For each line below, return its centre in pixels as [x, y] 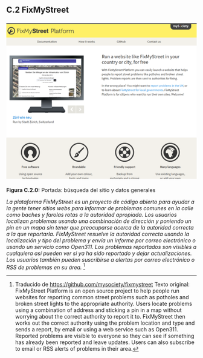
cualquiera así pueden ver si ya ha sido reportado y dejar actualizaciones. [99, 253]
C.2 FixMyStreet [38, 10]
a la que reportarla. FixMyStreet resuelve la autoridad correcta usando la [98, 234]
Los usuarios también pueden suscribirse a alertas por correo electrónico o [101, 259]
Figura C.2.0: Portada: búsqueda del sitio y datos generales [81, 190]
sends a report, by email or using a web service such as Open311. [97, 330]
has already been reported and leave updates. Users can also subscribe [105, 342]
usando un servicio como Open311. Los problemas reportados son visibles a [101, 247]
